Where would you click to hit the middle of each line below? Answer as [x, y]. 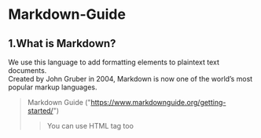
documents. [28, 71]
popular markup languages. [53, 87]
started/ [40, 111]
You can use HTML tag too [90, 126]
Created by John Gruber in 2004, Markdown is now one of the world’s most [130, 79]
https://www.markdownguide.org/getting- [158, 102]
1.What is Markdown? [62, 44]
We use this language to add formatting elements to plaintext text [114, 62]
